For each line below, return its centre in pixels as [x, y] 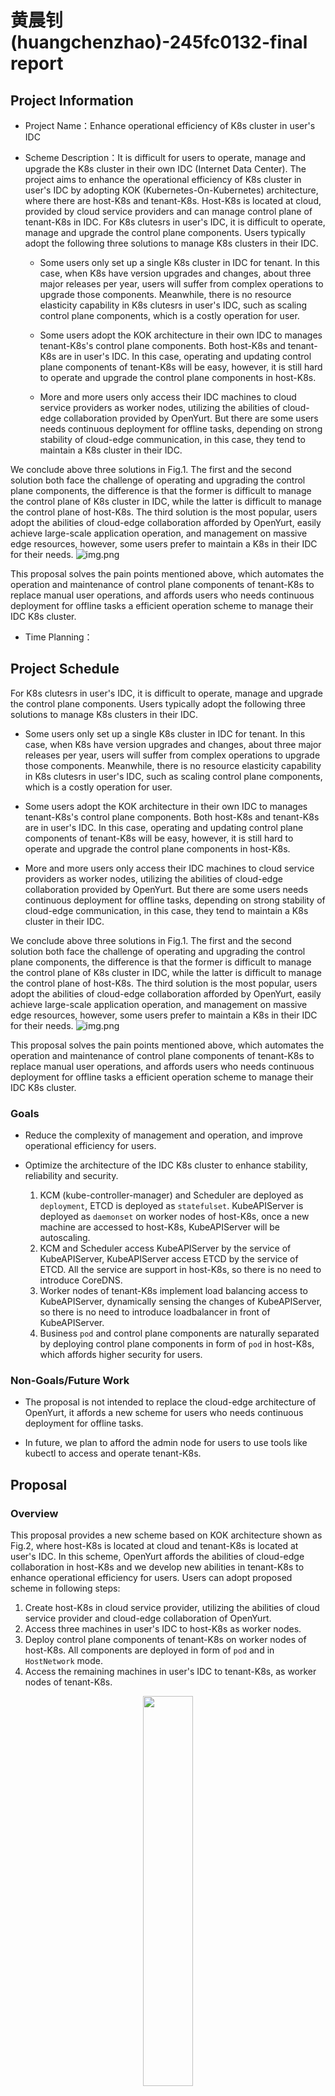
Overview [34, 1513]
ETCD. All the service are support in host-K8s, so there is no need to [180, 1270]
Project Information [72, 100]
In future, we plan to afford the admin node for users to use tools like [166, 1443]
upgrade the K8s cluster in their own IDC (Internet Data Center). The [165, 169]
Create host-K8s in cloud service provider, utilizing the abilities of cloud [172, 1608]
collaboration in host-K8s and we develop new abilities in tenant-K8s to [157, 1567]
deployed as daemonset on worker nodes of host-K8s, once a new [174, 1217]
